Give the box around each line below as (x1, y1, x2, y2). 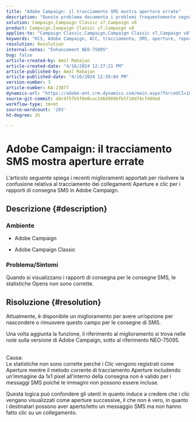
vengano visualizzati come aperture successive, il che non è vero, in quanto (6, 396, 188, 403)
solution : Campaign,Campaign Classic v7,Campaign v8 (6, 19, 137, 25)
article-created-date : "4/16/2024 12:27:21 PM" (6, 63, 124, 69)
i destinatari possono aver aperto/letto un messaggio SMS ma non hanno (6, 403, 182, 410)
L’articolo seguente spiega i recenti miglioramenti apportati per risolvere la (6, 174, 185, 182)
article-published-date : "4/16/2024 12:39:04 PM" (6, 74, 129, 80)
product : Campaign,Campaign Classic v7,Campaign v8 (6, 25, 134, 31)
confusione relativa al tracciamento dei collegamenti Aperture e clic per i (6, 181, 181, 188)
